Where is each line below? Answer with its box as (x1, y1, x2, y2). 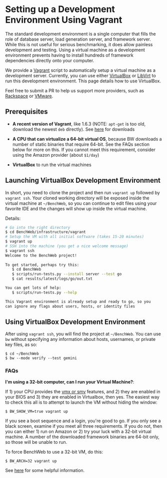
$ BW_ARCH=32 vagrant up (5, 458, 57, 463)
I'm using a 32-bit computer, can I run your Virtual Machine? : (5, 379, 134, 385)
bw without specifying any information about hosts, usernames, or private (5, 336, 156, 342)
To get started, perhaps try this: (5, 262, 79, 267)
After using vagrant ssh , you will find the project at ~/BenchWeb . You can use (5, 331, 161, 337)
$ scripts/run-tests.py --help (11, 290, 77, 295)
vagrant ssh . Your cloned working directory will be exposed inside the (5, 195, 149, 201)
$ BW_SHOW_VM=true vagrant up (5, 409, 68, 414)
